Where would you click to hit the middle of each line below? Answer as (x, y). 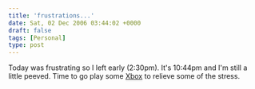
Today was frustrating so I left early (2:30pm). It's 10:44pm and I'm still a (128, 68)
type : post (26, 45)
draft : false (30, 30)
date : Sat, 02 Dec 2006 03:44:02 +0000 (75, 23)
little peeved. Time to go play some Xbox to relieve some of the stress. (124, 76)
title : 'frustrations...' (51, 15)
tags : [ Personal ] (37, 38)
